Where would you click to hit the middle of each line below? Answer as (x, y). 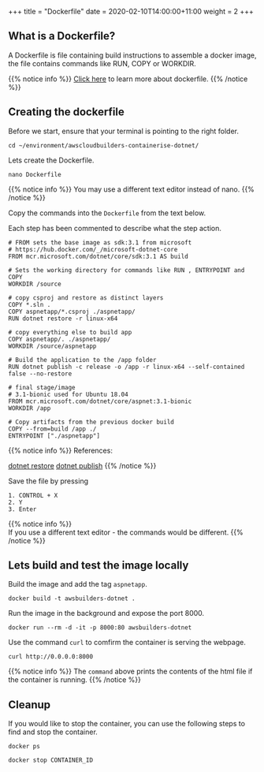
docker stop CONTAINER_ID (50, 760)
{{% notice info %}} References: (60, 450)
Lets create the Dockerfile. (51, 160)
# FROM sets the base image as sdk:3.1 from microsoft (100, 242)
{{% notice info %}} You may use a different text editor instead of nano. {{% (131, 189)
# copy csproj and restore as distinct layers (86, 298)
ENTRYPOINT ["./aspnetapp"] (54, 436)
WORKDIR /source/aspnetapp (52, 346)
